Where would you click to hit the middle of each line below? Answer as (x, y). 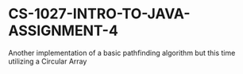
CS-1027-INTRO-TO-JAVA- (99, 14)
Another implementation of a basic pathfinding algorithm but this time (122, 53)
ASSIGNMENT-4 (64, 31)
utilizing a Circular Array (48, 61)
